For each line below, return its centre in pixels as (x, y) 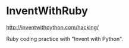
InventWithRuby (47, 11)
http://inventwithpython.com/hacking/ (53, 27)
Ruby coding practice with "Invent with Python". (65, 39)
